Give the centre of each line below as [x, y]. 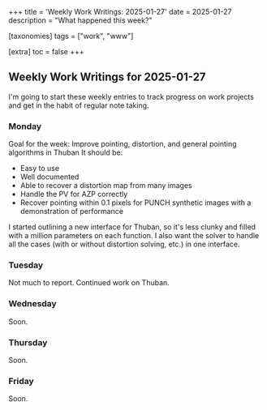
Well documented [50, 177]
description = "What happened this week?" [80, 20]
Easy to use [39, 169]
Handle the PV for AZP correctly [74, 194]
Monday [25, 126]
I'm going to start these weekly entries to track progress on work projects [131, 96]
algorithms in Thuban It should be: [66, 152]
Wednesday [32, 304]
